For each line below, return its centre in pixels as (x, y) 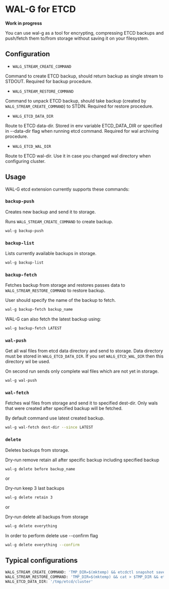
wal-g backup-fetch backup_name (39, 310)
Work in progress (24, 23)
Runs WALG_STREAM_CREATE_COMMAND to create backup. (59, 221)
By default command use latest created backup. (55, 418)
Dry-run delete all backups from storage (47, 517)
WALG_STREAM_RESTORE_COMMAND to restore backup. (55, 291)
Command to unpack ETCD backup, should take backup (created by (76, 101)
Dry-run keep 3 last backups (35, 488)
